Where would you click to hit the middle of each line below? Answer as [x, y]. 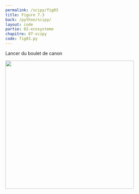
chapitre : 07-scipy [26, 34]
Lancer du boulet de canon [34, 53]
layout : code [19, 24]
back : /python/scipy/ [28, 20]
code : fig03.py [22, 39]
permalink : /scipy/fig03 [32, 10]
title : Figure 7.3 [25, 15]
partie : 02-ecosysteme [29, 29]
